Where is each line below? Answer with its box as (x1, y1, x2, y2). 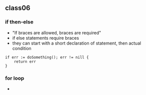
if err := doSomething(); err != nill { (5, 55, 89, 60)
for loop (5, 74, 25, 81)
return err (14, 59, 36, 64)
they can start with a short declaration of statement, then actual (12, 40, 142, 46)
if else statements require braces (12, 35, 80, 41)
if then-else (5, 19, 33, 25)
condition (12, 45, 32, 51)
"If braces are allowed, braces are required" (12, 29, 102, 36)
